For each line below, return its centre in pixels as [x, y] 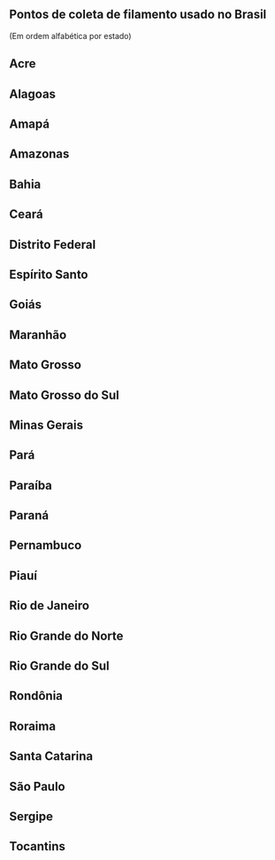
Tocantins [38, 846]
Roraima [32, 726]
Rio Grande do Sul [59, 666]
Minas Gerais [46, 425]
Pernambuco [46, 545]
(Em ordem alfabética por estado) [70, 35]
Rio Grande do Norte [66, 635]
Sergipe [31, 816]
